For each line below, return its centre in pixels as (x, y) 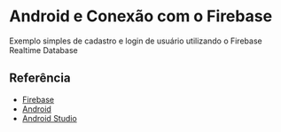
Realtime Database (43, 50)
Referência (40, 78)
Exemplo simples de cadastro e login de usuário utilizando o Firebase (136, 41)
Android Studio (49, 118)
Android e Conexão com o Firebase (141, 16)
